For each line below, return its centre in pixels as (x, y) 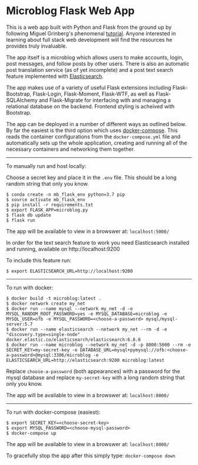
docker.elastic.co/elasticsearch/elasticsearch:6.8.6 (74, 339)
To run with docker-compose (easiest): (53, 412)
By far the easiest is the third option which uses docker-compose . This (92, 130)
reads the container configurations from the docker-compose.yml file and (93, 136)
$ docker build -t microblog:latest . (54, 298)
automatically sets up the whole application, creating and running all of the (97, 143)
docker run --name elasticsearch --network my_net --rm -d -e (89, 329)
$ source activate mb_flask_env (46, 199)
